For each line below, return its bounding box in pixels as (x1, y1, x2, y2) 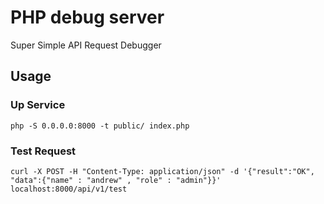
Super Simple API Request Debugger (10, 39, 162, 51)
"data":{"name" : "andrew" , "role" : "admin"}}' (10, 175, 222, 185)
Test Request (10, 144, 77, 158)
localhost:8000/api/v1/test (10, 184, 128, 194)
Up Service (10, 98, 66, 112)
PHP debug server (10, 6, 165, 29)
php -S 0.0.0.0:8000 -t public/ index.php (10, 121, 190, 131)
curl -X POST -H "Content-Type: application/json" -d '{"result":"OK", (10, 166, 315, 176)
